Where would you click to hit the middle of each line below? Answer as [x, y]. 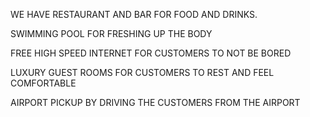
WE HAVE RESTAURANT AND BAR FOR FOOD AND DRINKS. [134, 14]
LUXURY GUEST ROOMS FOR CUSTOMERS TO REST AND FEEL [142, 72]
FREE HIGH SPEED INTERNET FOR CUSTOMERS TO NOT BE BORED [151, 53]
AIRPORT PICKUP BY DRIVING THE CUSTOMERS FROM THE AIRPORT [155, 102]
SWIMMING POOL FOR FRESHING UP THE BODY [111, 33]
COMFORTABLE [43, 83]
